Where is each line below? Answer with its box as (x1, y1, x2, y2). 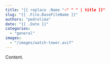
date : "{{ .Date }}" (5, 21, 49, 27)
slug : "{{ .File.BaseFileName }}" (5, 12, 79, 17)
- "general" (10, 31, 35, 36)
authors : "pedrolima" (5, 17, 51, 22)
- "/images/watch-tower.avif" (10, 40, 74, 45)
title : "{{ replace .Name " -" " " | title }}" (5, 7, 105, 13)
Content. (5, 54, 24, 60)
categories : (5, 26, 30, 31)
